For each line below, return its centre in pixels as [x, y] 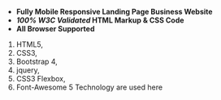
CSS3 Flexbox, [41, 79]
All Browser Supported [55, 29]
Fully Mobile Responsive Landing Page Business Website [114, 12]
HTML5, [29, 44]
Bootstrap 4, [37, 61]
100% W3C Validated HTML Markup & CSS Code [100, 20]
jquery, [28, 70]
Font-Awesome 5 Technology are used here [89, 87]
